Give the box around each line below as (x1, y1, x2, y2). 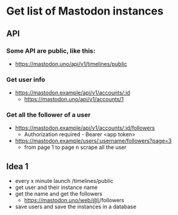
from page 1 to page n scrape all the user (24, 144, 127, 151)
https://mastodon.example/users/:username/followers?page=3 (15, 137, 172, 145)
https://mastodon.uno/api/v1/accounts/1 (24, 96, 124, 103)
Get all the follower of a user (6, 111, 91, 119)
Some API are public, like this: (6, 47, 96, 55)
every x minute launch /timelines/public (15, 177, 114, 185)
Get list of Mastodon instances (6, 4, 163, 18)
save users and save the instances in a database (15, 203, 137, 210)
